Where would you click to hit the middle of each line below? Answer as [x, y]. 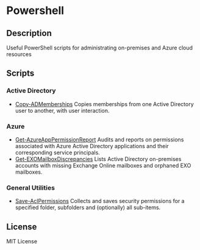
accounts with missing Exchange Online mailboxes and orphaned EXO [103, 165]
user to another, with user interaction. [62, 110]
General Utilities [30, 188]
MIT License [22, 241]
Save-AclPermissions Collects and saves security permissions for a [100, 201]
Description [29, 33]
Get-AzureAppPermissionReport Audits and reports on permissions [99, 139]
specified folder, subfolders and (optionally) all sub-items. [88, 207]
